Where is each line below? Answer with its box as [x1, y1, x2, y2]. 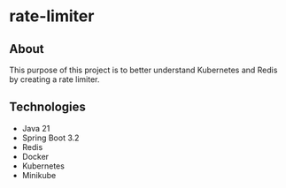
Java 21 [21, 123, 50, 133]
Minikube [21, 169, 57, 180]
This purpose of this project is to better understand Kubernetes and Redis [9, 64, 278, 75]
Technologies [9, 100, 87, 115]
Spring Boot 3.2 [21, 132, 80, 143]
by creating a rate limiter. [9, 74, 100, 85]
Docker [21, 151, 50, 162]
